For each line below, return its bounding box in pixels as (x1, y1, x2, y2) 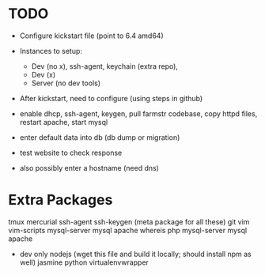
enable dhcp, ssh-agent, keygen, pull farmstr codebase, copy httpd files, (19, 108, 258, 119)
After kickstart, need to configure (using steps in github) (19, 93, 203, 103)
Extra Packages (8, 191, 113, 209)
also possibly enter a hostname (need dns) (19, 163, 160, 172)
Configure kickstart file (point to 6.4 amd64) (19, 31, 164, 40)
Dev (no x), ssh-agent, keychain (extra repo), (31, 61, 178, 71)
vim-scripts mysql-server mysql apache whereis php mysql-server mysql (8, 225, 248, 235)
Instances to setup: (19, 46, 83, 55)
